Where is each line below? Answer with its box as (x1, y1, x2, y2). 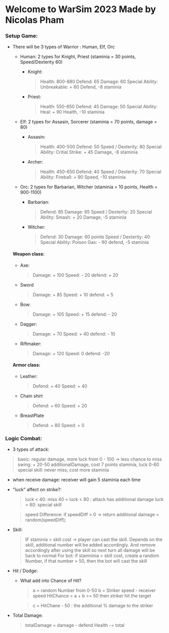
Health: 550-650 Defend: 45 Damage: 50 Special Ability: (40, 104, 158, 110)
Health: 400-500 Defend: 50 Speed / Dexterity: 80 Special (40, 144, 162, 150)
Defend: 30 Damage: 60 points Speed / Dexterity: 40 (40, 234, 150, 240)
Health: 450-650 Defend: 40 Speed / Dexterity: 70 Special (40, 168, 161, 175)
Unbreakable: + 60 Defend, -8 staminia (40, 84, 122, 90)
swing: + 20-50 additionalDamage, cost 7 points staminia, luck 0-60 (17, 461, 159, 468)
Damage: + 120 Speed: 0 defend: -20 (32, 350, 110, 356)
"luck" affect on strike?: (12, 487, 62, 493)
